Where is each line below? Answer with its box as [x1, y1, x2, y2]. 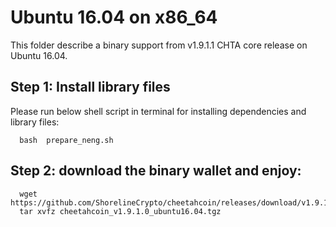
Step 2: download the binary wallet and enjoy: [10, 162, 302, 180]
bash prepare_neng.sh [19, 135, 114, 145]
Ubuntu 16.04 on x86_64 [10, 6, 218, 29]
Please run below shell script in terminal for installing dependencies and [10, 105, 307, 117]
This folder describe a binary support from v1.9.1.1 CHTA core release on [10, 39, 308, 51]
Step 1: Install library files [10, 79, 171, 96]
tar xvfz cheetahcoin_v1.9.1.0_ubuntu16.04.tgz [19, 206, 222, 216]
